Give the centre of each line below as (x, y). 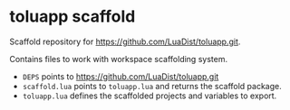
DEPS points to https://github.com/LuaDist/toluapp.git (121, 76)
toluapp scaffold (72, 17)
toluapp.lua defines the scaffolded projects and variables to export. (150, 96)
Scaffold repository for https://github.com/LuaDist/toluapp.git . (125, 41)
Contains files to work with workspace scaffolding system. (119, 59)
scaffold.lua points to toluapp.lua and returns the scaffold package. (152, 86)
